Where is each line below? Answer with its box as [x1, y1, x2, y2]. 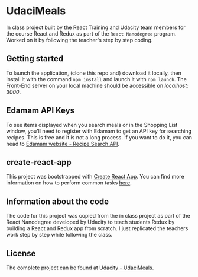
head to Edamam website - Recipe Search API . [6, 140, 120, 147]
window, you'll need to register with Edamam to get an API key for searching [6, 128, 192, 135]
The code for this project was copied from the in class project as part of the [6, 212, 190, 219]
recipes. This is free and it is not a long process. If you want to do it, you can [6, 133, 192, 141]
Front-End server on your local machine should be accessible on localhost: [6, 82, 189, 89]
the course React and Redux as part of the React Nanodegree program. [6, 30, 177, 37]
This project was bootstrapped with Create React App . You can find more [6, 173, 184, 180]
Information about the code [6, 196, 109, 206]
